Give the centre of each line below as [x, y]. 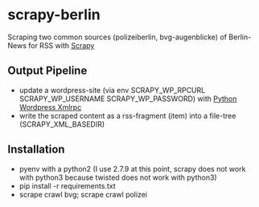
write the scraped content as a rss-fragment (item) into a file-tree [127, 116]
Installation [36, 150]
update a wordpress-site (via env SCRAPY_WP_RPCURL [112, 90]
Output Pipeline [47, 71]
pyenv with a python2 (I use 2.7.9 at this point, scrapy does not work [132, 168]
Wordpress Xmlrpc [50, 107]
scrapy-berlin [54, 15]
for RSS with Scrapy [62, 45]
